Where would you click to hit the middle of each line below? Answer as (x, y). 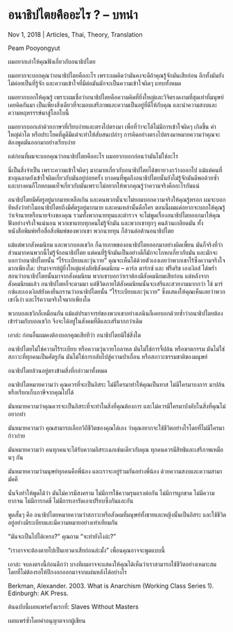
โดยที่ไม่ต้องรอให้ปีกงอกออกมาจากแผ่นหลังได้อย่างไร (68, 572)
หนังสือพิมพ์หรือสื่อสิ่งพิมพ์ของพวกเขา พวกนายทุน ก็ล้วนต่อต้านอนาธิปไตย (91, 231)
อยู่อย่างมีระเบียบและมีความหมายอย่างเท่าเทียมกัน (63, 522)
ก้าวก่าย (17, 435)
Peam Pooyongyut (34, 48)
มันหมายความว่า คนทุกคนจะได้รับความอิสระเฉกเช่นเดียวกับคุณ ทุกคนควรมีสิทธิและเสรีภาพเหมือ (116, 449)
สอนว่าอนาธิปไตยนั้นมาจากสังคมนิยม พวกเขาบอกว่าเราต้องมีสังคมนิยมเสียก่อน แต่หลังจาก (109, 276)
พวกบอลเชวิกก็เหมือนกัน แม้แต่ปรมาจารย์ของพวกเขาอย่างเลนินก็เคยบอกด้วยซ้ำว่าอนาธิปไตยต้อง (115, 313)
